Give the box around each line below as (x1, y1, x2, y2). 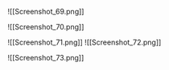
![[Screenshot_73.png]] (7, 53, 84, 62)
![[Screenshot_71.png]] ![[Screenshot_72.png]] (7, 37, 162, 47)
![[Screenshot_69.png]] (7, 7, 84, 16)
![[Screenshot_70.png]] (7, 22, 84, 31)
